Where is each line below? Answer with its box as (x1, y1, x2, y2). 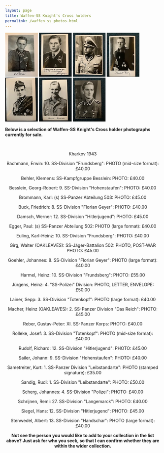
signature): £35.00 (64, 370, 102, 376)
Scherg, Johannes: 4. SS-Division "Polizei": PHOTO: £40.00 (22, 389, 144, 395)
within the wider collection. (54, 443, 112, 449)
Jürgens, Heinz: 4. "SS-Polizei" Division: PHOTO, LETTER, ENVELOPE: (11, 282, 154, 288)
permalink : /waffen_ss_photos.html (5, 18, 78, 23)
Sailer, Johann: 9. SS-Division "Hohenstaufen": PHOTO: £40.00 (18, 355, 147, 361)
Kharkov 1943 (68, 151, 97, 157)
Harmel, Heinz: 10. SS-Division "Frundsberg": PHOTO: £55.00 (20, 272, 145, 278)
